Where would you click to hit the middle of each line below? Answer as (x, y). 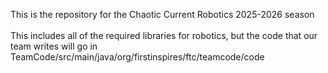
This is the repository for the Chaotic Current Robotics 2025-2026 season (162, 14)
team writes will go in (54, 46)
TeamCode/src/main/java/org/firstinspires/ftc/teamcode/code (137, 57)
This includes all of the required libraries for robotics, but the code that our (164, 35)
